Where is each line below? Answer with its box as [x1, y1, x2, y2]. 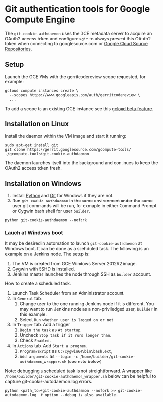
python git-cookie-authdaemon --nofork [5, 218, 87, 223]
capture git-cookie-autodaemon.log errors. [5, 378, 93, 384]
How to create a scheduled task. [5, 281, 71, 286]
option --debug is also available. [44, 392, 119, 397]
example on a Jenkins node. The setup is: [5, 251, 90, 257]
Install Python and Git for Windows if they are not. [12, 193, 114, 199]
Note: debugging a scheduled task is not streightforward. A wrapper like [5, 368, 152, 374]
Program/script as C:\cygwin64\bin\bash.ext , [19, 348, 113, 354]
